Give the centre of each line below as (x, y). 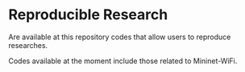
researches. (28, 45)
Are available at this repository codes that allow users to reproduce (120, 37)
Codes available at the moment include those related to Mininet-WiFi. (123, 61)
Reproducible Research (88, 15)
